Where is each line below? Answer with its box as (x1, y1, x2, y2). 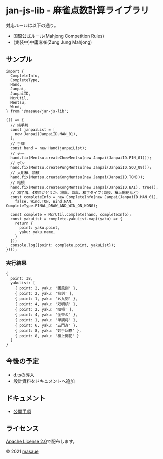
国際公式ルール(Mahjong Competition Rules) (13, 33, 104, 39)
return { (15, 221, 33, 226)
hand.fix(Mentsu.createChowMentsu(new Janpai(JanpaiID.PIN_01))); (10, 155, 152, 160)
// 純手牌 (10, 123, 29, 128)
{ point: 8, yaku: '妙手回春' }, (15, 328, 82, 333)
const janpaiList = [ (10, 127, 56, 132)
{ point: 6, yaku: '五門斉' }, (15, 323, 78, 328)
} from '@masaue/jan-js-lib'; (6, 109, 69, 114)
